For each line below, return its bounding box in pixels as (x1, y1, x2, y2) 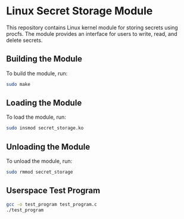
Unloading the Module (6, 141, 91, 152)
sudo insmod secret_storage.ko (6, 125, 84, 131)
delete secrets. (6, 36, 43, 44)
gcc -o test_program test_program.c (6, 201, 97, 207)
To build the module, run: (6, 70, 68, 77)
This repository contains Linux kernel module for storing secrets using (6, 24, 179, 31)
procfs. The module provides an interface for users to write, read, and (6, 30, 177, 37)
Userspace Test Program (6, 186, 101, 196)
